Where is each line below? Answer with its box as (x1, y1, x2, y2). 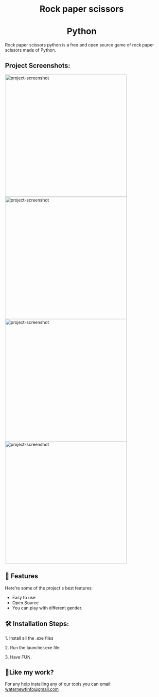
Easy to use (12, 594, 35, 600)
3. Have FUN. (5, 654, 32, 660)
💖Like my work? (5, 668, 54, 676)
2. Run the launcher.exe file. (5, 644, 61, 651)
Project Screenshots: (5, 61, 71, 69)
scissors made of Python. (5, 47, 56, 53)
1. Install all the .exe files (5, 635, 53, 641)
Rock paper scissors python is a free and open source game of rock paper (5, 42, 154, 48)
